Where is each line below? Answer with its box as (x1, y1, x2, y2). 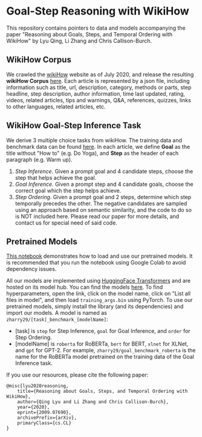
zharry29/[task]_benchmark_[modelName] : (6, 316, 108, 323)
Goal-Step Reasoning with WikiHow (6, 4, 189, 18)
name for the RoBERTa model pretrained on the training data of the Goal (15, 353, 195, 361)
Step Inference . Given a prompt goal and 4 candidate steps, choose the (15, 168, 194, 175)
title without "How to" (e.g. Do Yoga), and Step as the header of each (6, 149, 179, 157)
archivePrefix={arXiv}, (17, 415, 77, 421)
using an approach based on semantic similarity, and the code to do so (15, 206, 192, 213)
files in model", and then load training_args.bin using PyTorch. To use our (6, 297, 193, 304)
